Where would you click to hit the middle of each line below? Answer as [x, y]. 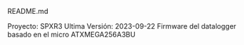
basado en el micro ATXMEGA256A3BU [71, 35]
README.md [28, 11]
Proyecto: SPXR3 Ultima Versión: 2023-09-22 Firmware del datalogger [122, 26]
